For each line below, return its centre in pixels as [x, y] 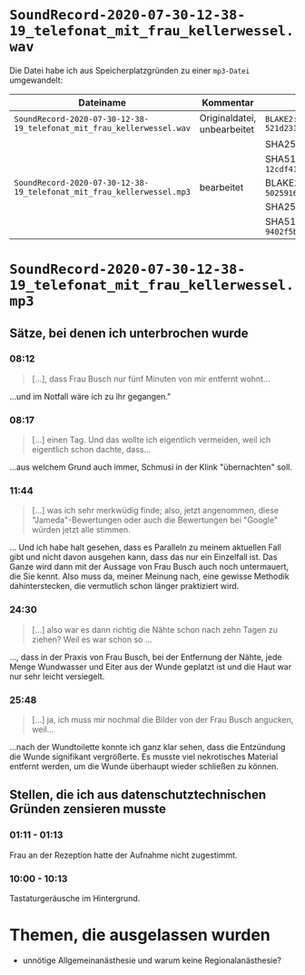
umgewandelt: [36, 80]
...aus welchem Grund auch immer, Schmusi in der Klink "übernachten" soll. [151, 467]
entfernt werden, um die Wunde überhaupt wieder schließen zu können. [144, 766]
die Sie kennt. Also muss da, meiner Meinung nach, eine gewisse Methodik [149, 576]
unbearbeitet [227, 129]
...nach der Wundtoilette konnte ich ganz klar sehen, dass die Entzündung [148, 747]
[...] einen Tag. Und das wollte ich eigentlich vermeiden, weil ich [151, 440]
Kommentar [228, 102]
